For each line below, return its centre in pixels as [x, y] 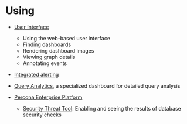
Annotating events [45, 63]
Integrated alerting [36, 74]
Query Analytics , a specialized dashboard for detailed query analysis [97, 85]
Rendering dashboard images [58, 50]
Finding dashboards [47, 44]
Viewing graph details [49, 57]
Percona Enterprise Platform [48, 97]
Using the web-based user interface [67, 38]
